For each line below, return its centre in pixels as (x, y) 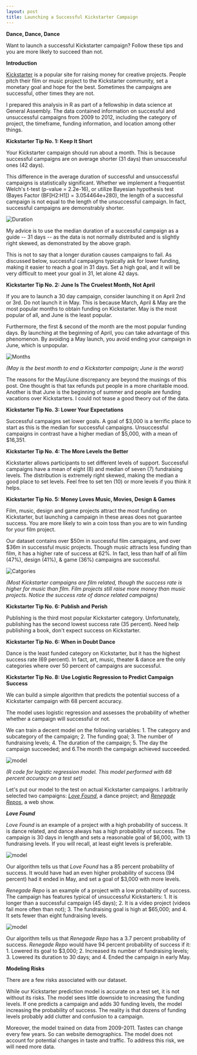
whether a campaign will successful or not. (58, 718)
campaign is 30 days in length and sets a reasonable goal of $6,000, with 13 (98, 837)
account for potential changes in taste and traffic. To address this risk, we (95, 1040)
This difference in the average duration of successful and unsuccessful (93, 176)
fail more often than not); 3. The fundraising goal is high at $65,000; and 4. (96, 909)
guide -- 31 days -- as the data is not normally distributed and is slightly (93, 237)
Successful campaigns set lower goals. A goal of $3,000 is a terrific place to (98, 421)
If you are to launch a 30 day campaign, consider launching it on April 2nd (96, 296)
